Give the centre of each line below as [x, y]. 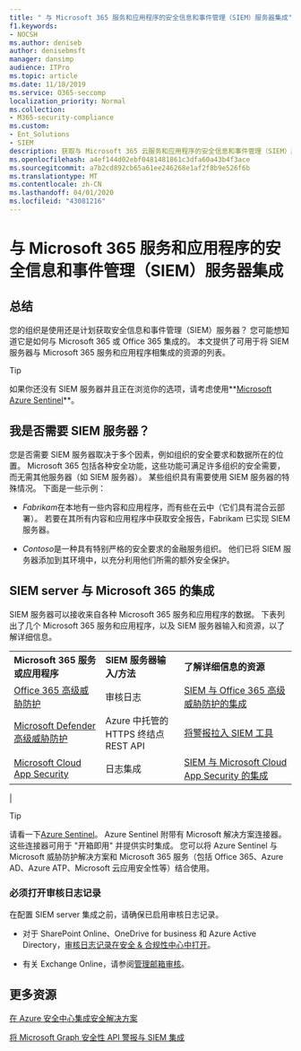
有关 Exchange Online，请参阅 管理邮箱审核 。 [106, 963]
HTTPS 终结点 [135, 734]
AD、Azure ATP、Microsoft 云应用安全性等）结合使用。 [112, 868]
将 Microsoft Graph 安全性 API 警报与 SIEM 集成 [97, 1037]
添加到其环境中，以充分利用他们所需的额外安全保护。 [136, 560]
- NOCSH [24, 34]
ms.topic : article [43, 76]
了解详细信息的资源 [224, 667]
